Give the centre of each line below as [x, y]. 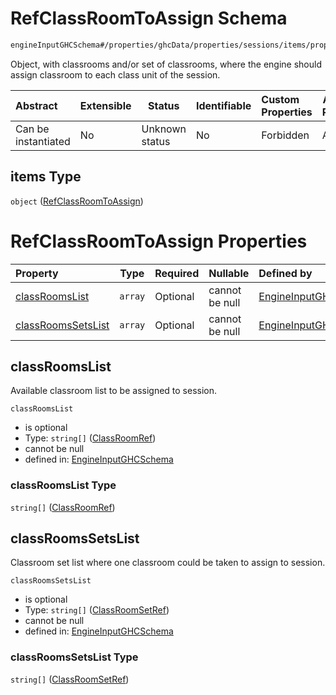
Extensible [105, 105]
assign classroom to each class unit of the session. [115, 74]
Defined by [285, 273]
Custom [280, 99]
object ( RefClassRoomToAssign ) [77, 201]
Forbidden [285, 135]
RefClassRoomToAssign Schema [149, 18]
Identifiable [223, 105]
